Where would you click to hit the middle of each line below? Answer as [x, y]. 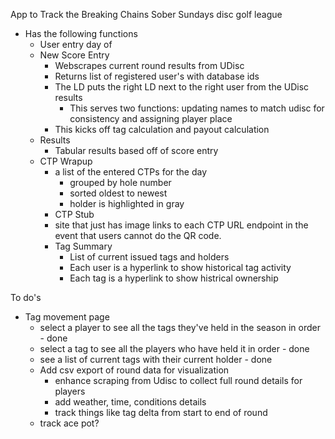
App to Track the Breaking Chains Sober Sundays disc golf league [146, 14]
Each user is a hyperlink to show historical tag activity [180, 267]
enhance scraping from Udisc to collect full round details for [178, 380]
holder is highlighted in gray [127, 203]
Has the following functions [81, 33]
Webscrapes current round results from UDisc [149, 65]
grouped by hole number [120, 182]
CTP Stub [74, 214]
